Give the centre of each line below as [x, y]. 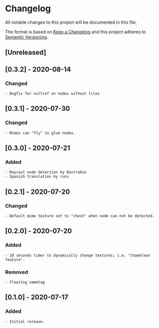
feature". [15, 259]
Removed [17, 272]
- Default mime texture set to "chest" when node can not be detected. [80, 216]
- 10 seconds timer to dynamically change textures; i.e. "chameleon [78, 255]
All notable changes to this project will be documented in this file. [71, 22]
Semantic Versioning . [26, 37]
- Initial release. [25, 322]
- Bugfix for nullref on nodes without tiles [52, 94]
